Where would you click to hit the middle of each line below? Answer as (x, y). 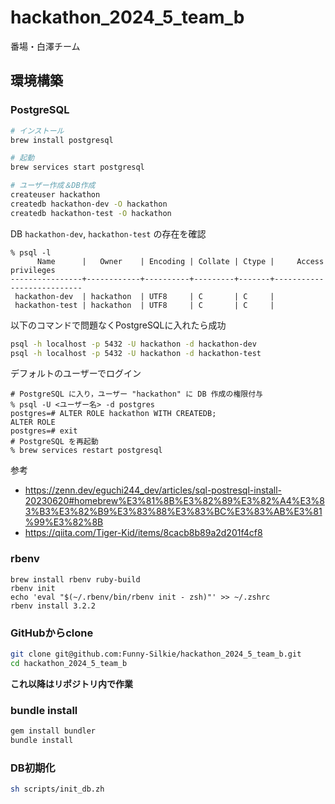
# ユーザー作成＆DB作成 (53, 186)
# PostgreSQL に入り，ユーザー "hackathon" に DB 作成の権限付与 (136, 394)
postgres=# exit (44, 431)
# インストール (37, 131)
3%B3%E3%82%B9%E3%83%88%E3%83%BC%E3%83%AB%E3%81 (173, 512)
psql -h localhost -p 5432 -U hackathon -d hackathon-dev (133, 344)
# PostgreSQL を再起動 (54, 442)
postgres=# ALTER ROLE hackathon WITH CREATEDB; (113, 414)
